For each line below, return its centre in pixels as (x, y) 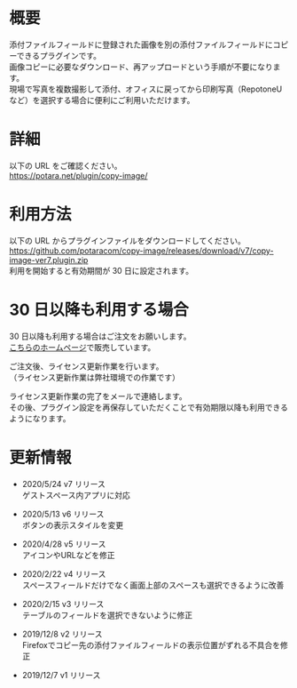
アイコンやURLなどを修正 (68, 555)
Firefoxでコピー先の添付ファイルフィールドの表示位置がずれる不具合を (151, 644)
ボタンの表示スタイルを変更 (73, 524)
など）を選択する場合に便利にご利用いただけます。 (102, 100)
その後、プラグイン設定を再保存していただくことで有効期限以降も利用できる (148, 407)
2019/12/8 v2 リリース (63, 634)
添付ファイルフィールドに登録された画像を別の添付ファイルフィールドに (141, 44)
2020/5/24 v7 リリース (64, 484)
